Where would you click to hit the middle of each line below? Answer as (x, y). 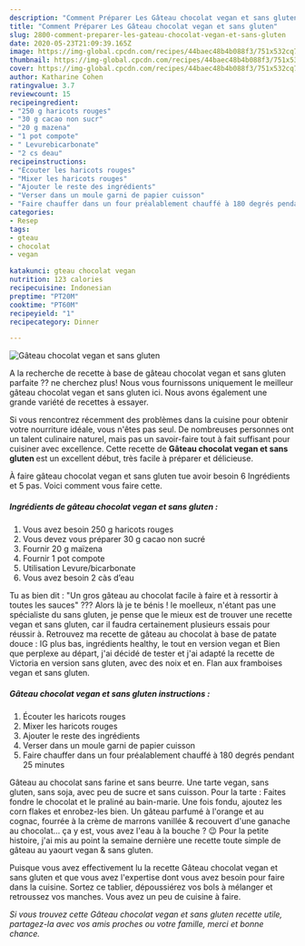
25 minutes (44, 765)
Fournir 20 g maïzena (62, 549)
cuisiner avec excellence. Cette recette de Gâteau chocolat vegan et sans (149, 449)
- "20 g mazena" (40, 128)
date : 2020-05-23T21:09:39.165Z (70, 43)
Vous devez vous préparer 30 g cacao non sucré (114, 539)
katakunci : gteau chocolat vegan (73, 271)
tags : (20, 229)
